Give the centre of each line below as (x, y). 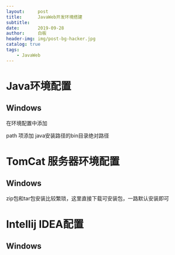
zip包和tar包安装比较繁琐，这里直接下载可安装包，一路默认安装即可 (87, 198)
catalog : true (23, 45)
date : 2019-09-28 (35, 28)
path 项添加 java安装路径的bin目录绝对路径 (58, 135)
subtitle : (18, 22)
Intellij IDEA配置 (45, 224)
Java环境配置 (39, 86)
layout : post (27, 11)
